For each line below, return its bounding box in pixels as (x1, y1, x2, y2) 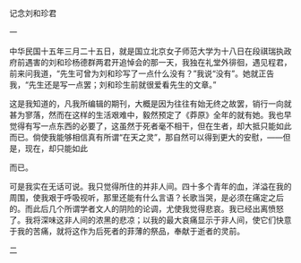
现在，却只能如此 (24, 143, 88, 154)
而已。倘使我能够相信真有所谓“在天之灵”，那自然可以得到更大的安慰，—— (9, 132, 284, 142)
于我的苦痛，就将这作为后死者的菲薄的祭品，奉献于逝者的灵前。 (9, 226, 245, 236)
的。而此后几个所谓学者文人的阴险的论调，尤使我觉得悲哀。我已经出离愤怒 (9, 204, 284, 214)
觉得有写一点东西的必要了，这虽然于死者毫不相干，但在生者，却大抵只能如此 (9, 121, 292, 131)
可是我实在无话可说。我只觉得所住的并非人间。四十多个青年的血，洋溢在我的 (9, 182, 292, 191)
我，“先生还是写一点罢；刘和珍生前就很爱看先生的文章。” (9, 80, 217, 89)
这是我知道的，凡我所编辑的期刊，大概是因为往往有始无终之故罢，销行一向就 (9, 98, 292, 109)
